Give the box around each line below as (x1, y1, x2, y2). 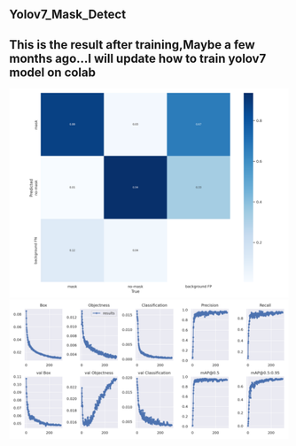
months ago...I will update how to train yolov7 (9, 50, 267, 65)
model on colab (9, 65, 96, 80)
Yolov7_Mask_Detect (9, 7, 127, 22)
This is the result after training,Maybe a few (9, 37, 255, 52)
